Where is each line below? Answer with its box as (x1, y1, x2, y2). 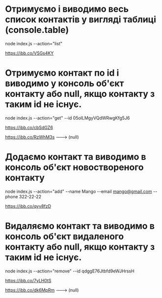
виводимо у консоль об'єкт (5, 78, 124, 89)
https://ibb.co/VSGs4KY (5, 50, 54, 56)
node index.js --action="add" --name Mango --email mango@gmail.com (5, 188, 152, 194)
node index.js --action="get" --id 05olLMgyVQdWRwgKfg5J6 (5, 115, 130, 121)
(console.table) (5, 25, 69, 35)
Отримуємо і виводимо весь (5, 3, 129, 15)
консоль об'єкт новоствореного (5, 162, 144, 173)
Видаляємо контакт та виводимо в (5, 220, 155, 232)
